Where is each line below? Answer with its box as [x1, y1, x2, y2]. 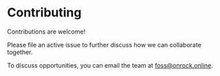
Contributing [7, 5, 82, 21]
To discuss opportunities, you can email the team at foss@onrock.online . [7, 61, 213, 69]
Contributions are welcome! [7, 27, 86, 36]
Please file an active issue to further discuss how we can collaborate [7, 40, 201, 49]
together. [7, 48, 33, 56]
